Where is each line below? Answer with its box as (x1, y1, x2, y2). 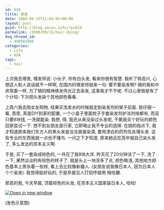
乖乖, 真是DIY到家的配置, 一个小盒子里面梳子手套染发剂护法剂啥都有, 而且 (11, 110, 160, 116)
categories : (5, 43, 29, 48)
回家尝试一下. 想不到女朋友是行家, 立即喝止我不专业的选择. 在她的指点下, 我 (5, 123, 157, 128)
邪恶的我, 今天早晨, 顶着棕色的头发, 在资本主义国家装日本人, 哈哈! (5, 180, 136, 186)
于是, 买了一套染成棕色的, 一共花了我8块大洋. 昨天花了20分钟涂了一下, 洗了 (5, 151, 156, 157)
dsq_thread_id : (5, 35, 36, 40)
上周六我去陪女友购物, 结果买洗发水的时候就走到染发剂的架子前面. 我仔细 (5, 105, 152, 110)
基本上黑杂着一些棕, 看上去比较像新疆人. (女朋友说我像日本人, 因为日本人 (9, 164, 156, 169)
